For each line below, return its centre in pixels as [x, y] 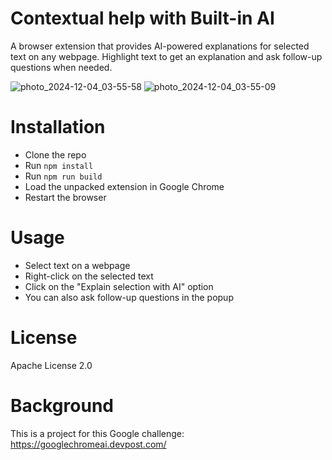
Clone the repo [55, 154]
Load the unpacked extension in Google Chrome [124, 186]
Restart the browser [65, 197]
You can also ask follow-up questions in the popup [129, 297]
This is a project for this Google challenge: [97, 433]
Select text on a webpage [77, 265]
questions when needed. [61, 67]
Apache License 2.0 [51, 365]
